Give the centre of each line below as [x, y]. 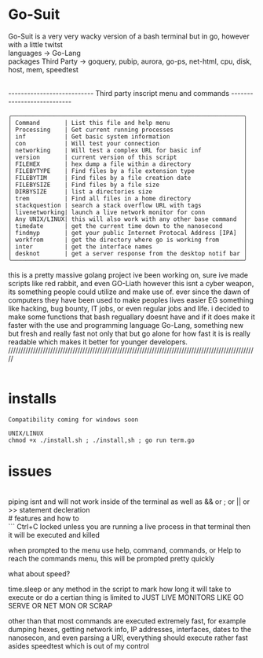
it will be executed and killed [54, 535]
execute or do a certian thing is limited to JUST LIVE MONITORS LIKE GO [126, 597]
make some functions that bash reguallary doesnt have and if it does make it [131, 317]
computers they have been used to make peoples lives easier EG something [131, 300]
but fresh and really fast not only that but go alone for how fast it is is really [130, 333]
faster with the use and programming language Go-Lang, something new [126, 325]
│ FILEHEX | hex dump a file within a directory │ [128, 164]
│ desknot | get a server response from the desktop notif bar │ [128, 253]
